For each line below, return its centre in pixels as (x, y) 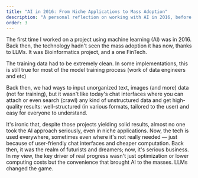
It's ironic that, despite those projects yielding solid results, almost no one (96, 125)
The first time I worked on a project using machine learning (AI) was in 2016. (99, 40)
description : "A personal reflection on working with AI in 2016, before (99, 17)
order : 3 (17, 23)
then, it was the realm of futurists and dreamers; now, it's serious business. (98, 150)
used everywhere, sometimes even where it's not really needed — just (92, 137)
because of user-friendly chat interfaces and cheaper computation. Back (95, 144)
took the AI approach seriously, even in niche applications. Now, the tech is (98, 131)
